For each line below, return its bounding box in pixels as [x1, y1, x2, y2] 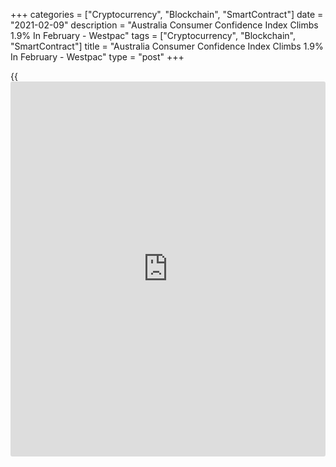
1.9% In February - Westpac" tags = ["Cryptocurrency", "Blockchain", [10, 30, 296, 41]
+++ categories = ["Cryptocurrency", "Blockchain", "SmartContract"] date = [10, 9, 324, 20]
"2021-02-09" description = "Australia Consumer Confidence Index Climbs [10, 19, 319, 31]
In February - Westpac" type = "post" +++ [10, 51, 185, 63]
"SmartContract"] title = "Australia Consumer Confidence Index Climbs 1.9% [10, 40, 324, 52]
